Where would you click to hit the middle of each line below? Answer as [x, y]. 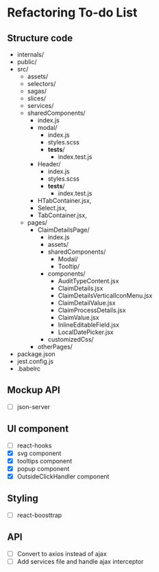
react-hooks [34, 445]
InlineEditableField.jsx [89, 325]
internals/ [30, 54]
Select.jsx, [52, 208]
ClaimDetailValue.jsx [87, 303]
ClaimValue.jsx [78, 317]
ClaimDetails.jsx [81, 288]
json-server [33, 406]
